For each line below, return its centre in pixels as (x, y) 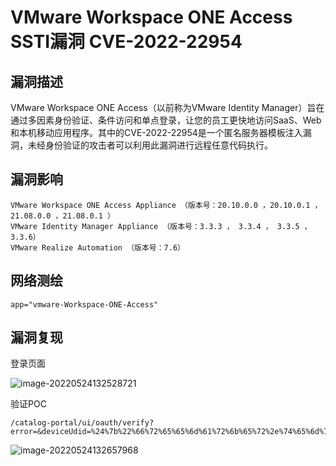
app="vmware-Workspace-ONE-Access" (84, 304)
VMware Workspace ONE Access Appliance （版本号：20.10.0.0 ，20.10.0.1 (160, 205)
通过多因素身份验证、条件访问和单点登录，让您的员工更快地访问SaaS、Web (166, 120)
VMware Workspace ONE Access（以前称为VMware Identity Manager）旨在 (167, 107)
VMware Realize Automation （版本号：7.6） (97, 247)
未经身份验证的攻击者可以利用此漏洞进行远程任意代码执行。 (150, 145)
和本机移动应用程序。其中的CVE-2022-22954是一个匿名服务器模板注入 (156, 132)
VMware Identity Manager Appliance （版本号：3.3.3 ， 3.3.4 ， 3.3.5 (155, 226)
